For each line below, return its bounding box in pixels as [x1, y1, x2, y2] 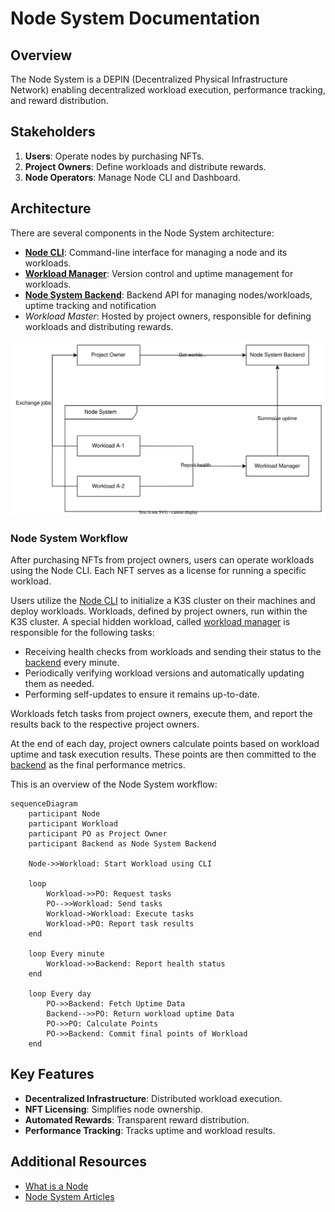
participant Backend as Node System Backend [28, 838, 217, 849]
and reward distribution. [10, 95, 109, 106]
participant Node [28, 808, 101, 819]
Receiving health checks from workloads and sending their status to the [24, 645, 322, 657]
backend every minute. [24, 656, 120, 668]
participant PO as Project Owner [28, 828, 168, 839]
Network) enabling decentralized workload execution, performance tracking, [10, 84, 326, 96]
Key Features [10, 1066, 95, 1083]
